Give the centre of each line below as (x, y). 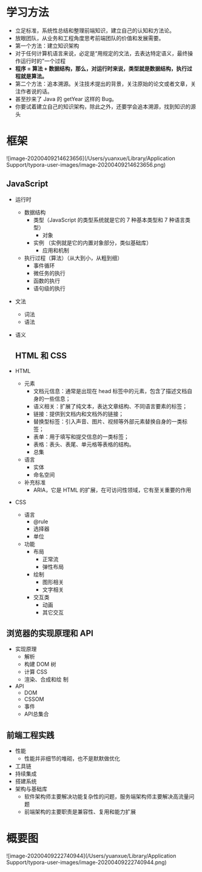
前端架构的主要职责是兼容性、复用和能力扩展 (80, 812)
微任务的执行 (49, 273)
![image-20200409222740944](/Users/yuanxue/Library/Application (91, 856)
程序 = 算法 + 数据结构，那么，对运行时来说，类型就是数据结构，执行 (101, 68)
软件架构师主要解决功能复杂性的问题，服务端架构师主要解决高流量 (106, 797)
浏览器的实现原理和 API (50, 633)
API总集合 (36, 714)
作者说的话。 (36, 91)
